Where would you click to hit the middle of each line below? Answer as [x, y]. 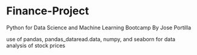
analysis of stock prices [36, 45]
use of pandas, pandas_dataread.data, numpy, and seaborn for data [91, 39]
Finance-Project [48, 11]
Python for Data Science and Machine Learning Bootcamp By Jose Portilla [99, 27]
